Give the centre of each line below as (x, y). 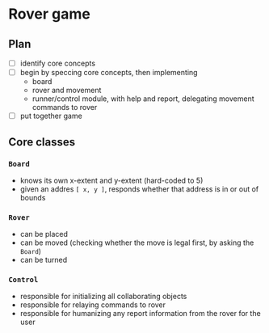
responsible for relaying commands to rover (93, 305)
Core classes (42, 142)
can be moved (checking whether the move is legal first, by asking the (137, 242)
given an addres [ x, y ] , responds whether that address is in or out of (139, 189)
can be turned (44, 260)
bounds (33, 197)
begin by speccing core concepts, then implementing (109, 73)
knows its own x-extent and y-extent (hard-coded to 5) (111, 180)
